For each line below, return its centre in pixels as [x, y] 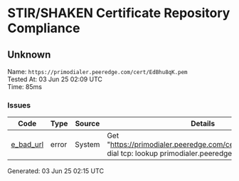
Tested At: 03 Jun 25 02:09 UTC [55, 79]
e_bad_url [27, 145]
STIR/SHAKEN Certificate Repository [119, 13]
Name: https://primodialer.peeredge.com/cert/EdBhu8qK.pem [97, 72]
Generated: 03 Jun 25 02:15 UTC [56, 171]
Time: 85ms [25, 87]
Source [87, 124]
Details [203, 124]
